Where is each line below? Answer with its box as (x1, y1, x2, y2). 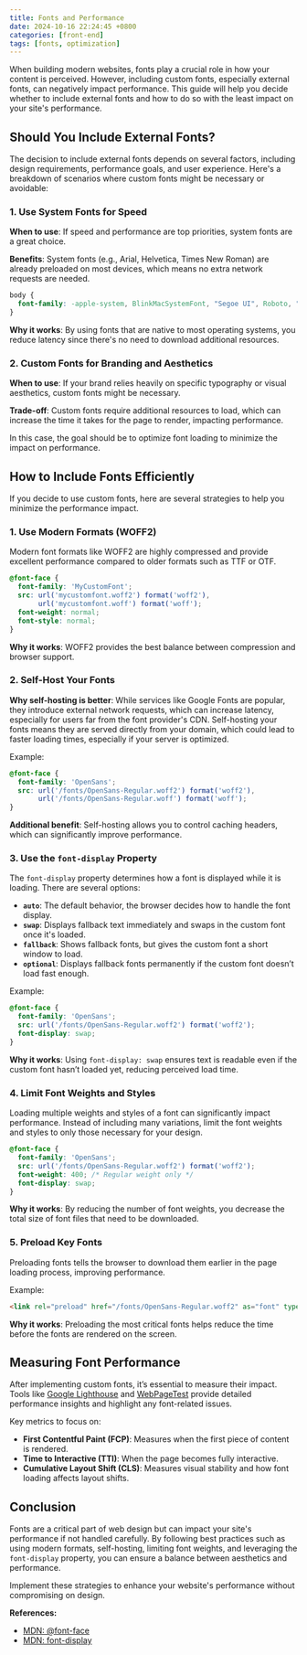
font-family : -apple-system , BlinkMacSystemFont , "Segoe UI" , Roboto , (17, 299, 292, 309)
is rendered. (22, 1444, 69, 1455)
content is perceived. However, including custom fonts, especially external (9, 74, 290, 85)
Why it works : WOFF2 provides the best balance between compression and (9, 641, 296, 652)
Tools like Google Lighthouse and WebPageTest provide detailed (9, 1389, 252, 1400)
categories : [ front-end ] (9, 30, 104, 39)
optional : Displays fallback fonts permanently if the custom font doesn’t (22, 958, 294, 969)
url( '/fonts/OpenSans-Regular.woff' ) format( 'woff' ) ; (37, 795, 248, 804)
